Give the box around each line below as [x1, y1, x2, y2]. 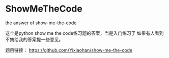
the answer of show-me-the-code [5, 20, 77, 26]
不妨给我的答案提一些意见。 [5, 36, 64, 42]
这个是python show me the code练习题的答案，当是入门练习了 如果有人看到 [5, 30, 164, 36]
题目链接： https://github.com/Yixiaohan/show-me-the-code [5, 47, 133, 53]
